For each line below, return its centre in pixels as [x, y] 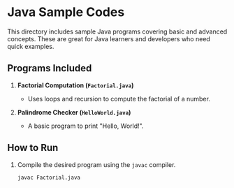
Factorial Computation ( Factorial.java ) [75, 85]
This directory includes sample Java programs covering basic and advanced [117, 31]
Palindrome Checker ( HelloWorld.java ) [74, 112]
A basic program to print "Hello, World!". [86, 126]
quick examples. [31, 46]
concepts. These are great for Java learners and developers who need [109, 38]
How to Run [33, 148]
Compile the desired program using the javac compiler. [96, 164]
